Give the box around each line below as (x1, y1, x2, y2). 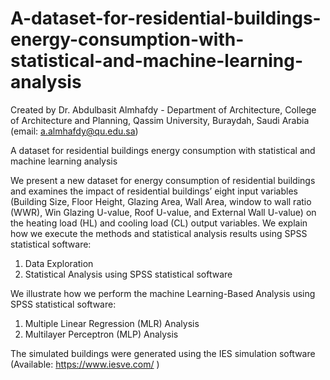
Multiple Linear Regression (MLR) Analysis (24, 317, 200, 329)
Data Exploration (24, 257, 94, 269)
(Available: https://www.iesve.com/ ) (10, 358, 160, 370)
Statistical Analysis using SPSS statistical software (24, 268, 233, 280)
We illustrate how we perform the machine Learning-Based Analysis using (10, 287, 316, 299)
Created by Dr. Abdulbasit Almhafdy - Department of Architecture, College (10, 103, 317, 116)
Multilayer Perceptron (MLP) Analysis (24, 328, 179, 340)
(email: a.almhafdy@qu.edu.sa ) (10, 125, 139, 137)
